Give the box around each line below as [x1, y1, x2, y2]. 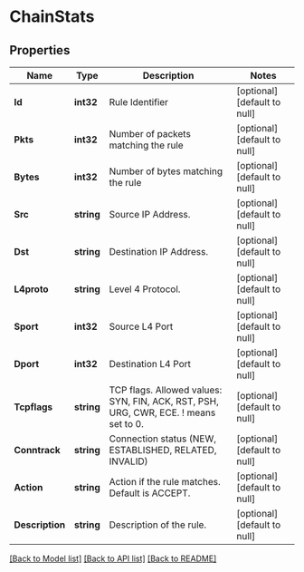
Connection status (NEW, [109, 432, 217, 445]
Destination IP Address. [109, 246, 209, 257]
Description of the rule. [109, 519, 207, 531]
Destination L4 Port [109, 358, 192, 370]
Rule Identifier [109, 96, 169, 108]
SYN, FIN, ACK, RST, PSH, [109, 395, 220, 407]
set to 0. [109, 418, 145, 430]
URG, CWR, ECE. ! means [109, 406, 216, 419]
